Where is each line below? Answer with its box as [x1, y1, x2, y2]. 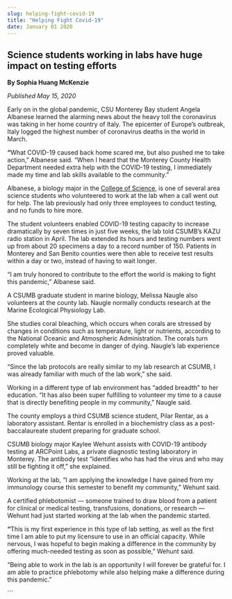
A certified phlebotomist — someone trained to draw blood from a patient [7, 497, 217, 505]
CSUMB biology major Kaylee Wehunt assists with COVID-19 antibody [7, 440, 207, 449]
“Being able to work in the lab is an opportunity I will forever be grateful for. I [7, 561, 226, 569]
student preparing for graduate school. [49, 426, 161, 435]
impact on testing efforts [7, 60, 117, 72]
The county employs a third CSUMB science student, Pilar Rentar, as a [7, 412, 208, 420]
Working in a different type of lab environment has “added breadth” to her [7, 384, 219, 392]
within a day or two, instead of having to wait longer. [7, 257, 157, 265]
